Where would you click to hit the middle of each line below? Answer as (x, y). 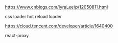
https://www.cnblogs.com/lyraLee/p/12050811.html (57, 7)
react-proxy (17, 35)
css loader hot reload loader (34, 16)
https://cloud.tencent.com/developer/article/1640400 (59, 26)
